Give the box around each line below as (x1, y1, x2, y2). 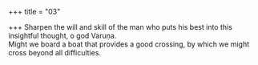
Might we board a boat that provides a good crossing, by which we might (8, 39, 250, 49)
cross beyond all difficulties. (8, 48, 102, 57)
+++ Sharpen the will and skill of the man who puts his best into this (8, 22, 232, 31)
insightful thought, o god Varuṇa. (8, 31, 117, 40)
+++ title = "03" (8, 7, 61, 16)
